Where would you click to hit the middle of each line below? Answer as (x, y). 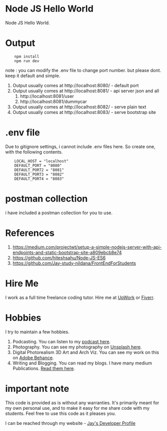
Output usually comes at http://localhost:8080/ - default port (76, 85)
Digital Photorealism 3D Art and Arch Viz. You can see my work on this (86, 352)
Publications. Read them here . (44, 368)
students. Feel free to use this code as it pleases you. (61, 413)
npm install (27, 56)
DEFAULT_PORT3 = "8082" (39, 174)
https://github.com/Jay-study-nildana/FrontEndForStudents (74, 263)
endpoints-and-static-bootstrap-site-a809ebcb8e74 (67, 252)
